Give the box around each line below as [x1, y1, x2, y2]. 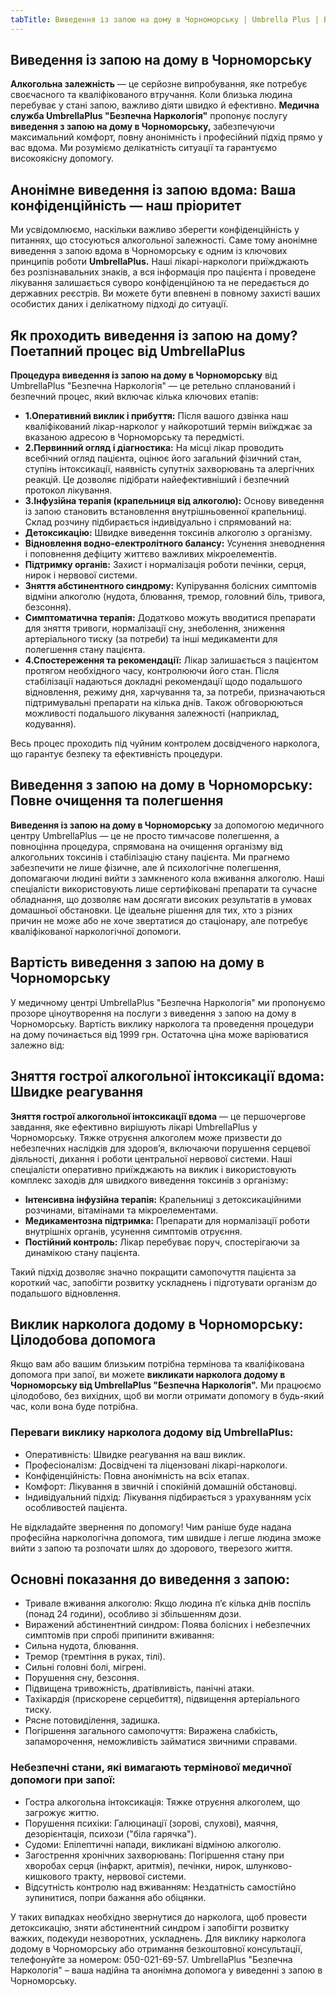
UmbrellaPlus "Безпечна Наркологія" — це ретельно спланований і [10, 380, 296, 392]
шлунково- [245, 1859, 293, 1871]
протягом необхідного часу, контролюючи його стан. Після [24, 665, 280, 677]
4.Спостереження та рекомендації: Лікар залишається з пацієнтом [24, 654, 319, 666]
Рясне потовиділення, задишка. [24, 1714, 161, 1726]
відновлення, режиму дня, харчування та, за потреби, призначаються [24, 686, 326, 698]
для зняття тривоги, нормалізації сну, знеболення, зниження [24, 622, 286, 635]
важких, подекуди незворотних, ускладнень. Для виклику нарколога [10, 1932, 307, 1944]
